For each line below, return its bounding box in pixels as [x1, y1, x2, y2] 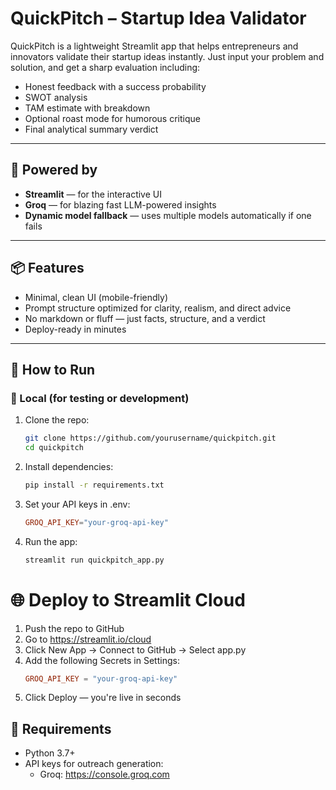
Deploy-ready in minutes [24, 323, 127, 335]
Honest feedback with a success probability [24, 80, 207, 92]
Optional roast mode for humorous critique [24, 112, 201, 124]
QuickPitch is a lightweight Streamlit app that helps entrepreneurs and [10, 40, 299, 52]
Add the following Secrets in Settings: [24, 654, 180, 666]
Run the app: [24, 535, 78, 547]
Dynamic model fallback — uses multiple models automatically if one [24, 209, 312, 221]
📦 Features [10, 260, 85, 277]
